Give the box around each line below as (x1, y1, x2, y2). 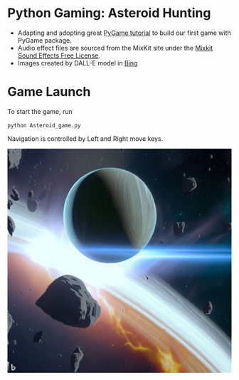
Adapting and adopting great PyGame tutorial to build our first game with (17, 28, 231, 37)
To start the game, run (7, 107, 73, 115)
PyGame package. (17, 36, 73, 44)
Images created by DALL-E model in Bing (17, 58, 138, 67)
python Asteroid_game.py (7, 122, 81, 129)
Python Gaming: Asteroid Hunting (7, 5, 211, 21)
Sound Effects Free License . (17, 51, 101, 60)
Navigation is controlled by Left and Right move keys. (7, 134, 164, 143)
